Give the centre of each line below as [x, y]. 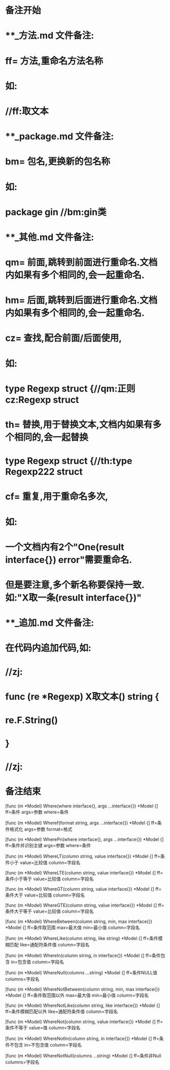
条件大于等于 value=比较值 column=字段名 [49, 911]
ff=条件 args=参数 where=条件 [37, 812]
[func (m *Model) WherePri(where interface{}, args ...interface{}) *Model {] [84, 839]
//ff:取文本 [27, 111]
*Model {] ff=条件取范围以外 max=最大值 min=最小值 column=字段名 [77, 995]
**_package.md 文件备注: [60, 137]
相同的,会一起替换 [52, 437]
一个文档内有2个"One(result [65, 547]
